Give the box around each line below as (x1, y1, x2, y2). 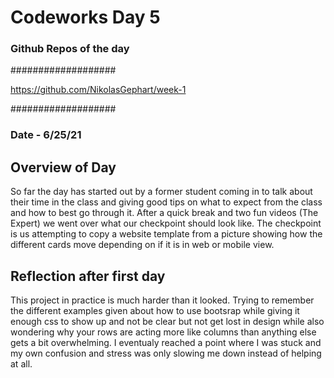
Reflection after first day (10, 267, 166, 285)
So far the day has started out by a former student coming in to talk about (10, 186, 313, 198)
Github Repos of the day (10, 42, 130, 56)
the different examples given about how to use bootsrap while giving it (10, 305, 300, 317)
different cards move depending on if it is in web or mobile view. (10, 239, 275, 251)
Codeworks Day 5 (10, 6, 161, 29)
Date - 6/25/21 (10, 128, 82, 142)
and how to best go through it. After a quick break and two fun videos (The (10, 207, 319, 219)
